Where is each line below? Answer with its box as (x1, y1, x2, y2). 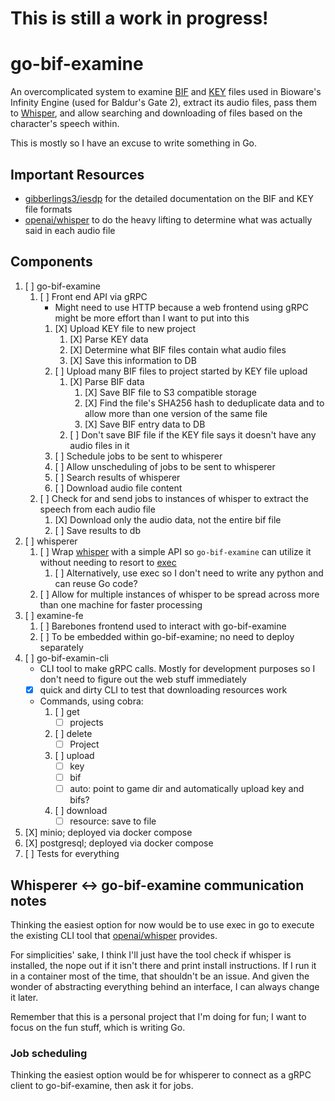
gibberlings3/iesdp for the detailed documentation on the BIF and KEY (24, 192, 315, 204)
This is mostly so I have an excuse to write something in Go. (10, 137, 258, 149)
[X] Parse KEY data (69, 333, 149, 345)
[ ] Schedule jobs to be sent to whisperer (54, 450, 223, 462)
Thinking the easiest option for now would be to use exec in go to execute (10, 919, 315, 931)
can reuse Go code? (54, 577, 138, 589)
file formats (24, 203, 73, 215)
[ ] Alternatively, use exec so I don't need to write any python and (54, 567, 324, 579)
